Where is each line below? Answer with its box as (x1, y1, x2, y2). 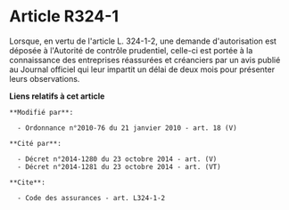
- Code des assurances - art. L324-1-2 (17, 193, 166, 202)
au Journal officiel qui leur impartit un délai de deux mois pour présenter (9, 64, 275, 75)
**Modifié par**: (9, 108, 74, 117)
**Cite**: (9, 178, 46, 187)
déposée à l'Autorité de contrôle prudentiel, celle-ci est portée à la (9, 44, 253, 55)
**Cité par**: (9, 139, 62, 148)
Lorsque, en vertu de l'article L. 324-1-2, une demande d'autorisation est (9, 36, 277, 46)
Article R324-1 (9, 6, 119, 27)
